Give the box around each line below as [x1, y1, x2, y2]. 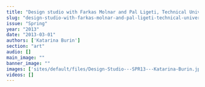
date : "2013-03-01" [6, 32, 56, 38]
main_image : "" [6, 55, 45, 61]
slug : [6, 15, 20, 21]
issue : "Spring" [6, 20, 48, 26]
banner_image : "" [6, 60, 51, 66]
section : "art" [6, 43, 45, 50]
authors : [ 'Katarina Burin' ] [6, 37, 81, 43]
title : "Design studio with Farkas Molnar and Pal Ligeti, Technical [6, 9, 187, 15]
